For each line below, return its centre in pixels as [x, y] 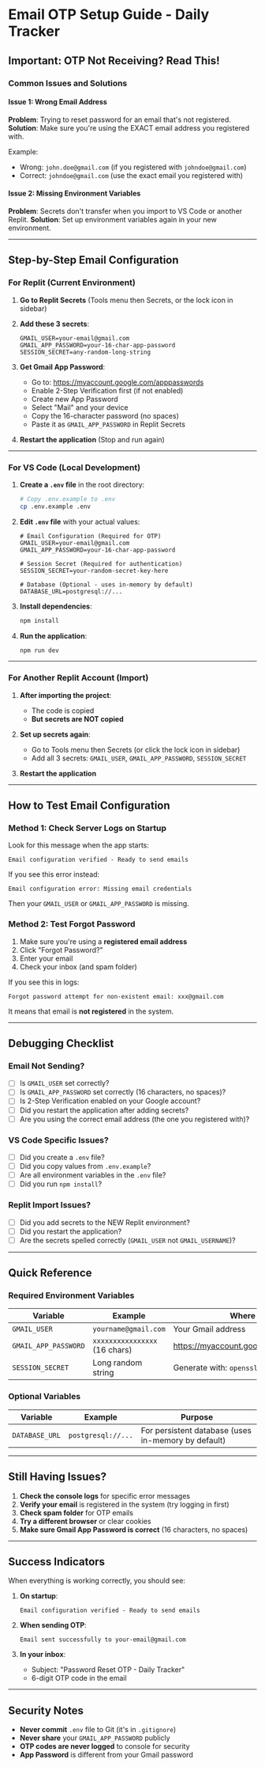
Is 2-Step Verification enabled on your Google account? [110, 1101]
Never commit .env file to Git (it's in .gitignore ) [97, 1730]
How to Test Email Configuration [90, 806]
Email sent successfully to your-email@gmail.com [103, 1640]
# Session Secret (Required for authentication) [101, 563]
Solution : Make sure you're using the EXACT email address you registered [129, 127]
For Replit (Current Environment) [72, 282]
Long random [118, 1363]
